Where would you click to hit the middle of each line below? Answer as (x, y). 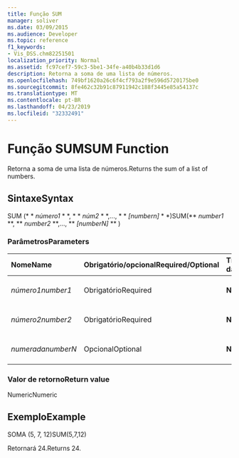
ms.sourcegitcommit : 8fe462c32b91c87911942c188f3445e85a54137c (103, 87)
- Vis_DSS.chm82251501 (41, 54)
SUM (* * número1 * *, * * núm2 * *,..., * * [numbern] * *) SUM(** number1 (116, 215)
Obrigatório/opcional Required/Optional (152, 265)
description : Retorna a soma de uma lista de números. (90, 73)
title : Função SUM (34, 14)
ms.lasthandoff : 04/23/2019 (49, 107)
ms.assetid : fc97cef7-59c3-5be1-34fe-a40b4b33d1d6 (84, 67)
